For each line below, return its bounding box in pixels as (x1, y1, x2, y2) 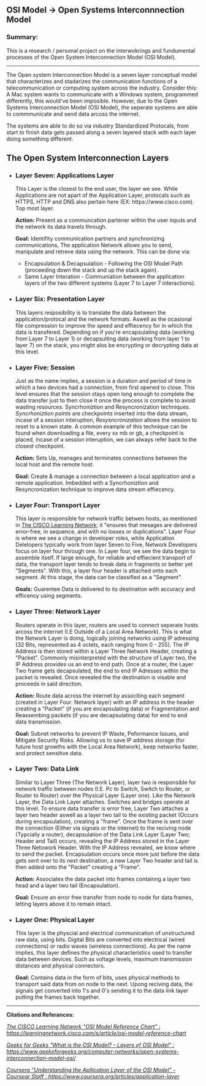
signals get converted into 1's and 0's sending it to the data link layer (15, 987, 189, 995)
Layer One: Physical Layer (15, 915, 95, 924)
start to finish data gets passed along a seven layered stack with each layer (6, 128, 197, 136)
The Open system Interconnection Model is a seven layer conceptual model (6, 71, 197, 79)
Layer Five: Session (15, 363, 75, 372)
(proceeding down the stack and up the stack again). (24, 266, 158, 274)
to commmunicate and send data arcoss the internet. (6, 110, 140, 117)
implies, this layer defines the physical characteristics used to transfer (15, 949, 193, 957)
